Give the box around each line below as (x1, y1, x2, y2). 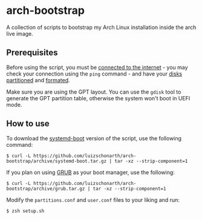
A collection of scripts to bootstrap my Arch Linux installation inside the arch (6, 24, 197, 31)
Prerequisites (6, 48, 58, 58)
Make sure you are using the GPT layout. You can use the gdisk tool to (6, 88, 181, 95)
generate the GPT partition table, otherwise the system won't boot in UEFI (6, 94, 191, 102)
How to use (6, 118, 50, 129)
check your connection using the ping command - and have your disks (6, 70, 183, 77)
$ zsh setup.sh (6, 208, 45, 214)
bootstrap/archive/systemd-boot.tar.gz (6, 158, 107, 164)
